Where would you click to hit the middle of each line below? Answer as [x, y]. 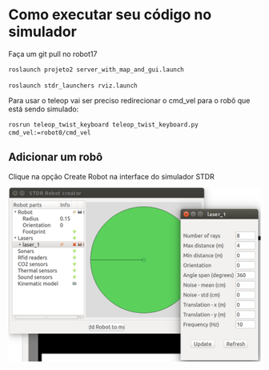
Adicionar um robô [56, 157]
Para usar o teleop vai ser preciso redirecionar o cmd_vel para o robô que [129, 100]
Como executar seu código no [110, 15]
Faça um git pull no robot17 [53, 54]
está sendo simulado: [44, 109]
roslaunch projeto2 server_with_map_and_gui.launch [96, 70]
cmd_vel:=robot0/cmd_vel [50, 133]
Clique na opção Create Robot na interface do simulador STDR [111, 176]
